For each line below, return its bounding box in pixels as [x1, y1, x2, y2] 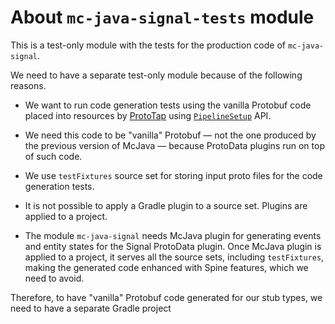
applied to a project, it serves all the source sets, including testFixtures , [24, 251, 325, 263]
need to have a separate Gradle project [10, 302, 172, 314]
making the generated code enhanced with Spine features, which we [24, 261, 309, 273]
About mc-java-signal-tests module [10, 6, 315, 29]
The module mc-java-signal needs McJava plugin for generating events [24, 229, 322, 241]
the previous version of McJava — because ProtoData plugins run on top [24, 139, 325, 151]
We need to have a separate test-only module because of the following [10, 69, 303, 81]
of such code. [24, 150, 83, 162]
